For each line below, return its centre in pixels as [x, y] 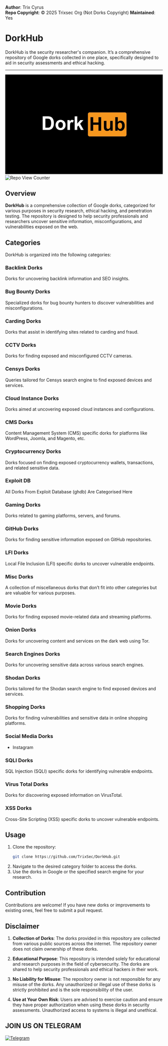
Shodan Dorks [23, 678]
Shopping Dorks [25, 707]
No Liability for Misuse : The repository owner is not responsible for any [86, 979]
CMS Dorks [19, 422]
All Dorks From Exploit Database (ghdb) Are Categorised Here [69, 491]
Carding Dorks [23, 321]
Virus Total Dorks [27, 784]
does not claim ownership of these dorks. [55, 949]
